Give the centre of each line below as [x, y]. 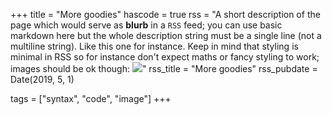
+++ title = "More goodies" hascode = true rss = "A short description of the [165, 14]
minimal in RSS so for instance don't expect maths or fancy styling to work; [165, 57]
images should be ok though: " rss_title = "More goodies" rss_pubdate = [164, 68]
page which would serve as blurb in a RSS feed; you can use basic [146, 25]
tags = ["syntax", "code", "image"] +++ [91, 98]
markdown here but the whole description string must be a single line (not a [166, 35]
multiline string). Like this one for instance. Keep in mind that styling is [154, 46]
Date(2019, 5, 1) [42, 79]
